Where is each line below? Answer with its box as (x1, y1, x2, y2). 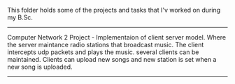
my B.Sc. (7, 13, 34, 22)
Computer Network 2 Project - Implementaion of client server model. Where (7, 33, 226, 41)
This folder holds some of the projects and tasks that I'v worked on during (7, 6, 221, 14)
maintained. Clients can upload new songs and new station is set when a (7, 56, 217, 63)
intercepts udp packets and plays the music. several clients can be (7, 48, 199, 56)
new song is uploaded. (7, 62, 73, 71)
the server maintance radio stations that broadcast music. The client (7, 41, 204, 49)
